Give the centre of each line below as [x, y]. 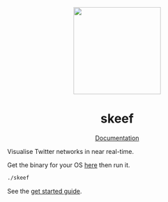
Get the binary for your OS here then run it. [69, 165]
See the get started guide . [45, 191]
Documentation [117, 138]
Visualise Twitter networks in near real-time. [71, 151]
